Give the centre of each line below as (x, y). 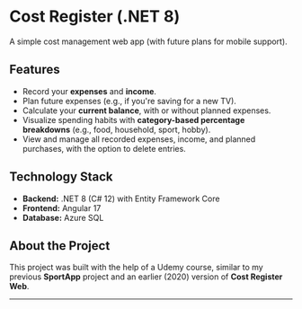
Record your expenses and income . (89, 91)
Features (35, 70)
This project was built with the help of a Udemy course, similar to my (136, 268)
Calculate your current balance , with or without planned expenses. (147, 110)
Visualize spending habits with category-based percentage (133, 119)
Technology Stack (61, 177)
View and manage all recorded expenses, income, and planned (139, 139)
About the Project (60, 246)
